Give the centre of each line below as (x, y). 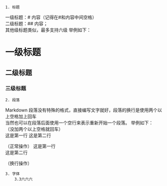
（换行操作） (19, 163)
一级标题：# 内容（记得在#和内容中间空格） (51, 17)
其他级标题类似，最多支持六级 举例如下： (48, 30)
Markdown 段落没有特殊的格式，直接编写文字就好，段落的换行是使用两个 (81, 110)
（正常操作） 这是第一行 (30, 146)
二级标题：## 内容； (27, 24)
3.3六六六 (24, 179)
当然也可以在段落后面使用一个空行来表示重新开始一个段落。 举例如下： (79, 123)
